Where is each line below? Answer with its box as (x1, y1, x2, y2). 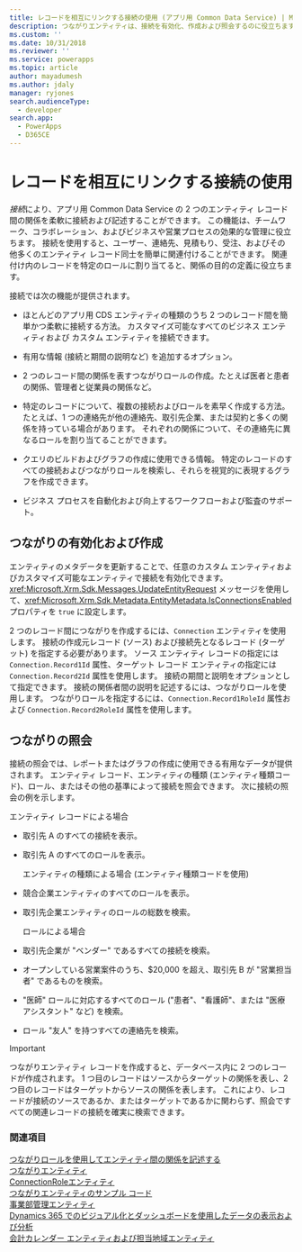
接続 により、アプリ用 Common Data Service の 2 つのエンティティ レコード (9, 204, 289, 214)
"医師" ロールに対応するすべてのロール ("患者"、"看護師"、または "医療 (22, 994, 286, 1005)
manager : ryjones (9, 88, 75, 97)
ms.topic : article (9, 64, 78, 73)
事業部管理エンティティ (9, 1199, 96, 1210)
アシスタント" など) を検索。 (22, 1006, 129, 1017)
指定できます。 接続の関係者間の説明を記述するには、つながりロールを (16, 681, 279, 692)
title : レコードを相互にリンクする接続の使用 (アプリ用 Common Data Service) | (9, 13, 286, 23)
